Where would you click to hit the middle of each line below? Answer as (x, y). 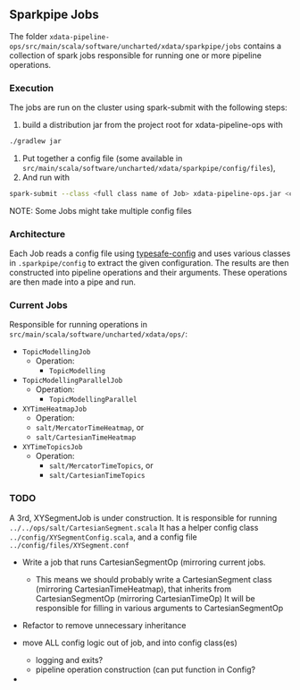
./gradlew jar (36, 141)
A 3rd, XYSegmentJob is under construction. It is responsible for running (143, 517)
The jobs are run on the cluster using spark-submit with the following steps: (148, 107)
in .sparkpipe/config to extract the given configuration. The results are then (149, 263)
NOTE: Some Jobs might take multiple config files (100, 210)
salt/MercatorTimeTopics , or (101, 465)
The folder (28, 36)
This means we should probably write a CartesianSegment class (154, 579)
